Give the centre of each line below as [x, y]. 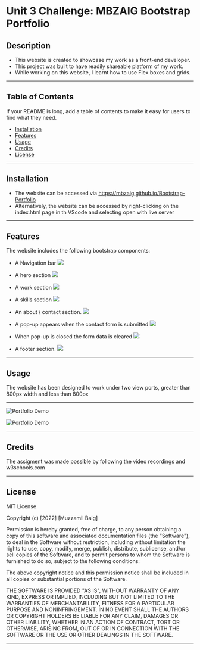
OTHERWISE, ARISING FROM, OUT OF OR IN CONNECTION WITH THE [93, 628]
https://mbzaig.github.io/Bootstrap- [142, 193]
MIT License [21, 506]
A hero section [33, 275]
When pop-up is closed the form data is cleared [74, 337]
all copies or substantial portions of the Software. [66, 579]
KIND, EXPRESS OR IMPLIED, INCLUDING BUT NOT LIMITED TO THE [90, 596]
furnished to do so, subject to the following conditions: [73, 561]
